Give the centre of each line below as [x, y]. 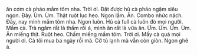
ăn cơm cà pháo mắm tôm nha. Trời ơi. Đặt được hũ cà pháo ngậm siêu [92, 9]
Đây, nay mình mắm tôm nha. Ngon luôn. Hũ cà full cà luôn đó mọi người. [95, 22]
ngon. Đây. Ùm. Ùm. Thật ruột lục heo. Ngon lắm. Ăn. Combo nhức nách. [95, 15]
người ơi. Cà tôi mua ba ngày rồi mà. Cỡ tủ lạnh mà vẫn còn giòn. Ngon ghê [97, 41]
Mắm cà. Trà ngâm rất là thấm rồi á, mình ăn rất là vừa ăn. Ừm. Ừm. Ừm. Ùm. [99, 28]
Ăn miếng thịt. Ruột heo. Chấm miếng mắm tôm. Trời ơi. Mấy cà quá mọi [93, 34]
